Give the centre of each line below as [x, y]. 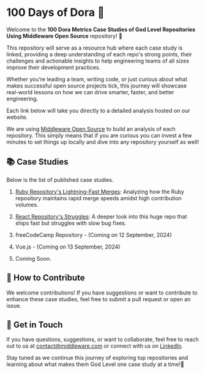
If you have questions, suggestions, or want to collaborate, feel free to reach [102, 340]
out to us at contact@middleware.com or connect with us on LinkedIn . [95, 346]
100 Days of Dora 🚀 [56, 13]
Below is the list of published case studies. [60, 179]
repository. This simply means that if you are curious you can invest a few [99, 135]
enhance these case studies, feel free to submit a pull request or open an [99, 299]
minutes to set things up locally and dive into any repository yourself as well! [103, 142]
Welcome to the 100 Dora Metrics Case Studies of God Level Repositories [101, 29]
